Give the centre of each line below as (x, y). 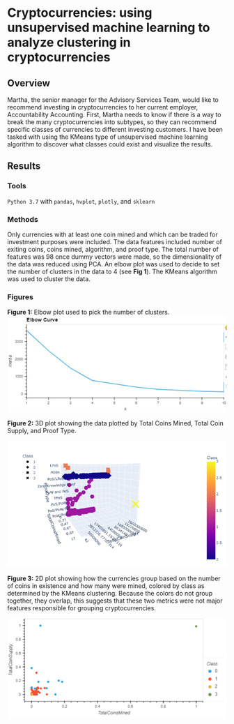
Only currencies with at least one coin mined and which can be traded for (112, 234)
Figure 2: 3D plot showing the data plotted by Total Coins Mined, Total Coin (116, 423)
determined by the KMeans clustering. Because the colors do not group (110, 594)
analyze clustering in (69, 43)
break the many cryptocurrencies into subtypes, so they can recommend (112, 122)
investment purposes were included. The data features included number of (115, 241)
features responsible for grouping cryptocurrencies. (82, 608)
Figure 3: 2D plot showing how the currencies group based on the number (114, 579)
